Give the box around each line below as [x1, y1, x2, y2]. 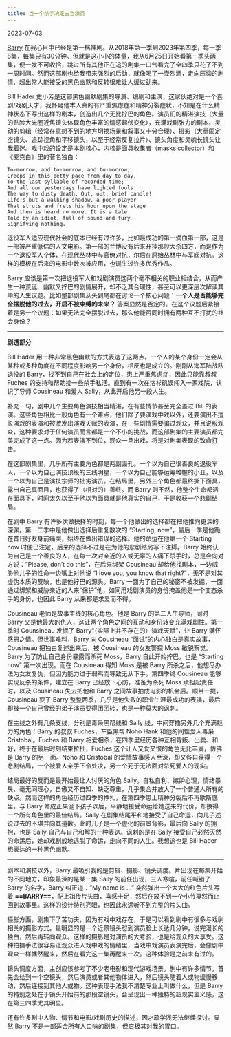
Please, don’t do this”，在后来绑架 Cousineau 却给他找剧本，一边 [27, 560, 212, 568]
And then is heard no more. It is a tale [7, 208, 128, 216]
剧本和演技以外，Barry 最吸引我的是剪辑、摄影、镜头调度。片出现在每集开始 [7, 866, 223, 874]
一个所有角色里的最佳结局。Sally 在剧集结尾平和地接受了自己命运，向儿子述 [7, 810, 221, 819]
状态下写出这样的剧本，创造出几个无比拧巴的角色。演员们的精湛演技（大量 [12, 109, 224, 118]
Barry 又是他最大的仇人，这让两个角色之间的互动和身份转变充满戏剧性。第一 [7, 618, 223, 626]
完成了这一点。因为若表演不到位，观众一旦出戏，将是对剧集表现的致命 [12, 436, 212, 444]
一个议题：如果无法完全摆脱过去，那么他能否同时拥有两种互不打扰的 [25, 308, 218, 317]
